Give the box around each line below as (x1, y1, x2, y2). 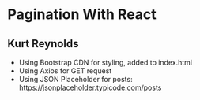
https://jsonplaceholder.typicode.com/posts (18, 83, 162, 92)
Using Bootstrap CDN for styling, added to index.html (18, 57, 193, 67)
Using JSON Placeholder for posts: (18, 75, 133, 83)
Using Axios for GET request (18, 66, 112, 76)
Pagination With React (7, 6, 157, 24)
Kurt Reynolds (7, 37, 80, 50)
